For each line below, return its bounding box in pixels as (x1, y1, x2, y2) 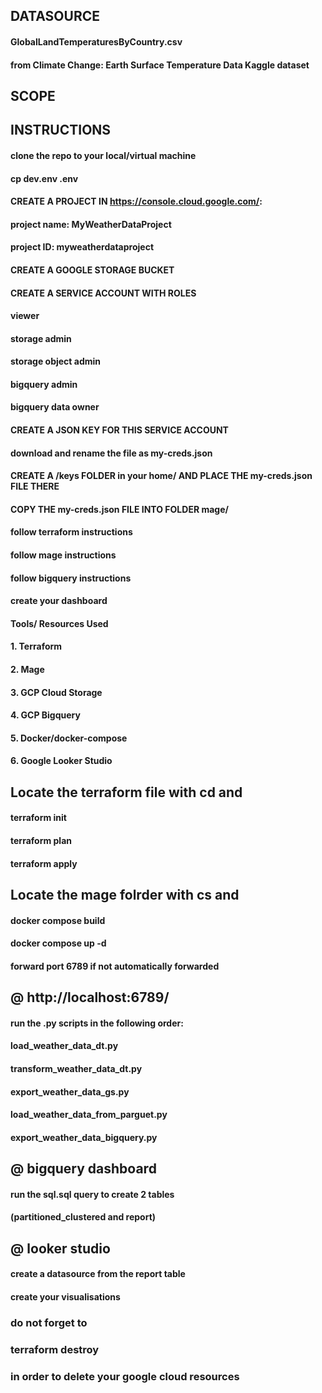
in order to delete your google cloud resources (10, 1369, 240, 1383)
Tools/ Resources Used (10, 617, 109, 629)
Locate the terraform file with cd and (10, 784, 243, 801)
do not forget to (10, 1315, 88, 1329)
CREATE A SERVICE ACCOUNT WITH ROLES (10, 287, 197, 299)
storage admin (10, 332, 72, 344)
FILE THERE (10, 480, 60, 493)
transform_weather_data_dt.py (10, 1062, 143, 1074)
